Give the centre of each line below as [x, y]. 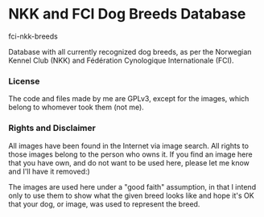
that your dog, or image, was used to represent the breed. [104, 204]
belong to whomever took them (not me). [76, 107]
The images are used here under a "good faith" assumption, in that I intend [132, 186]
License [24, 81]
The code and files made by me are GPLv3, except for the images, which [129, 99]
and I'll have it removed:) [49, 171]
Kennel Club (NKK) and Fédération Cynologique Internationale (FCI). [122, 60]
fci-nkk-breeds [33, 36]
